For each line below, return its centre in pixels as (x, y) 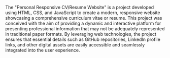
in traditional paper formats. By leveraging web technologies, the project (81, 34)
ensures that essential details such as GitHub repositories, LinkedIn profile (83, 39)
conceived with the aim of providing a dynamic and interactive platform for (83, 23)
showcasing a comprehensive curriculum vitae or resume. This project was (84, 18)
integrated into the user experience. (43, 50)
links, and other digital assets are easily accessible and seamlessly (75, 45)
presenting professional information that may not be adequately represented (85, 29)
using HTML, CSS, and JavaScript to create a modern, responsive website (83, 13)
